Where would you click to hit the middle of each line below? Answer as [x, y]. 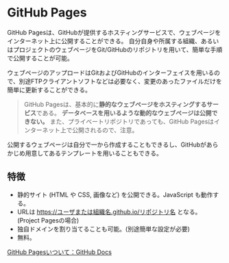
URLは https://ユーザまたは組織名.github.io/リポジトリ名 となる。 [109, 212]
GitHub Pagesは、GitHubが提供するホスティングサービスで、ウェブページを [114, 32]
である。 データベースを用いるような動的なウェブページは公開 [124, 113]
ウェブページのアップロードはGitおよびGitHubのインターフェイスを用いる [111, 73]
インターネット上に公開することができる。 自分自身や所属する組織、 [104, 41]
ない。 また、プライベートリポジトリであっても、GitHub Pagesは [122, 121]
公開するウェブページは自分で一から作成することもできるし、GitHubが [107, 145]
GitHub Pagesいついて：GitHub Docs [59, 252]
